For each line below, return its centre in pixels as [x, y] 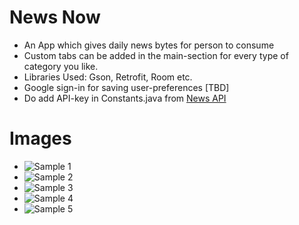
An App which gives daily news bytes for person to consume [149, 45]
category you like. [61, 66]
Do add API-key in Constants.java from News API [125, 98]
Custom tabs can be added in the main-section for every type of [156, 55]
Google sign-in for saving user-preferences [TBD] [126, 87]
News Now [55, 17]
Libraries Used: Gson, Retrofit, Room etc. [108, 77]
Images [40, 138]
